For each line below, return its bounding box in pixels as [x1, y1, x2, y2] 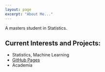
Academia [12, 62, 33, 68]
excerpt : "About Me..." [5, 12, 53, 17]
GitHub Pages [12, 57, 40, 63]
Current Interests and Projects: [5, 39, 101, 47]
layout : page [5, 7, 32, 12]
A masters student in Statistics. [5, 25, 67, 31]
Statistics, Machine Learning [12, 52, 70, 58]
